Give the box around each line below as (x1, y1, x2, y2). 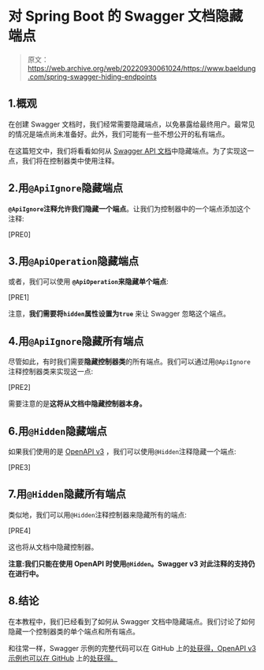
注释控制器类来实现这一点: (8, 367, 94, 377)
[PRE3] (8, 463, 32, 471)
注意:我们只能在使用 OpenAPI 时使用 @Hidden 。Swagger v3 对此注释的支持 (8, 558, 248, 568)
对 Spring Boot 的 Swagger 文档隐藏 (8, 7, 244, 25)
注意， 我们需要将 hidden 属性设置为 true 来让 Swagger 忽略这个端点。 (8, 309, 231, 319)
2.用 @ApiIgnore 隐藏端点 (8, 181, 124, 195)
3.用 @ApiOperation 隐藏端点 (8, 254, 139, 267)
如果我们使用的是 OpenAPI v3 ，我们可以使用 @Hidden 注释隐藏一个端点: (8, 447, 236, 456)
